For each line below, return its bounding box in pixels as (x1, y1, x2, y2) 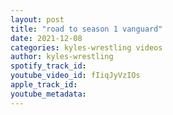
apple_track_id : (10, 80, 78, 90)
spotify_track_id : (10, 61, 87, 71)
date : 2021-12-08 (10, 33, 83, 43)
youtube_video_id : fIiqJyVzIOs (10, 71, 141, 81)
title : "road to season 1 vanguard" (10, 24, 163, 34)
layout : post (10, 14, 65, 25)
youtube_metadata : (10, 89, 87, 99)
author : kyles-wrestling (10, 52, 114, 62)
